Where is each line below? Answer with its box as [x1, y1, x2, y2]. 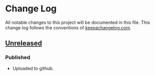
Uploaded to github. [12, 65, 54, 71]
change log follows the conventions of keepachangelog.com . [5, 24, 131, 30]
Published [5, 54, 31, 61]
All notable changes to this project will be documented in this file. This [5, 19, 150, 25]
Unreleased [5, 39, 43, 48]
